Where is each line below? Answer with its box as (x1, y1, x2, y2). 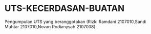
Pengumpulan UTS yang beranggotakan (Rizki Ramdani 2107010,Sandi (4, 19, 147, 24)
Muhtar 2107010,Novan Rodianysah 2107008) (4, 23, 96, 29)
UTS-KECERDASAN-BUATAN (4, 3, 125, 14)
